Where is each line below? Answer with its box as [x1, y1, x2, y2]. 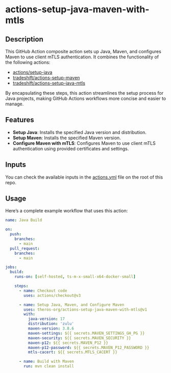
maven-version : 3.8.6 [28, 326, 74, 331]
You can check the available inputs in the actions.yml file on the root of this [5, 174, 163, 180]
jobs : [5, 265, 17, 270]
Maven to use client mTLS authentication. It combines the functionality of [5, 54, 159, 60]
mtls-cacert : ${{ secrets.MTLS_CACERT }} [28, 349, 117, 355]
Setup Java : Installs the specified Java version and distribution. [12, 129, 147, 135]
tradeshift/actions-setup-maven [12, 75, 80, 80]
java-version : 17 [28, 316, 65, 322]
